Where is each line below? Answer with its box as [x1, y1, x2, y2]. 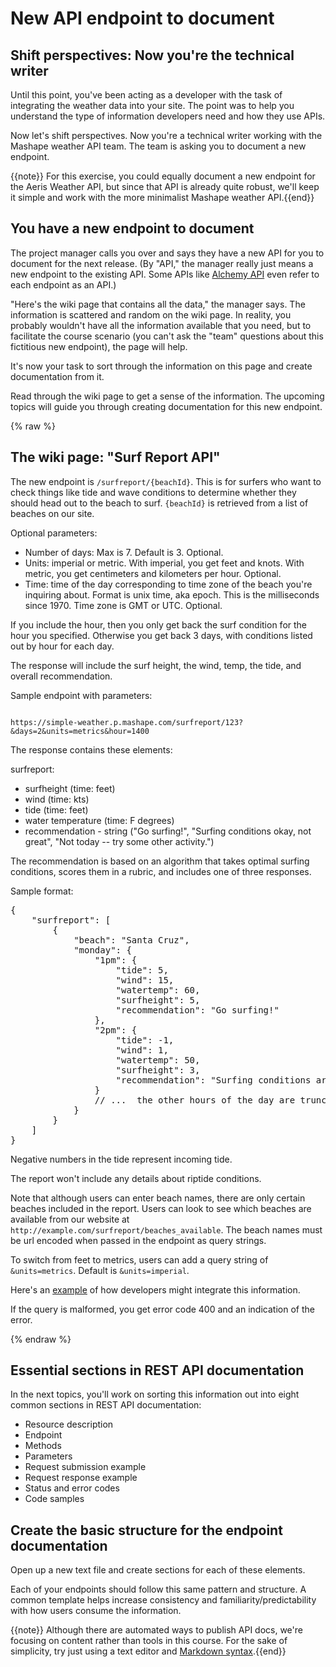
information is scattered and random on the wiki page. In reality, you [10, 308, 292, 321]
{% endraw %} [10, 1333, 72, 1345]
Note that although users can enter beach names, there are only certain [10, 1192, 306, 1204]
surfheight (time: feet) [24, 782, 116, 794]
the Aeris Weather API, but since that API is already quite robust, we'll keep [10, 181, 320, 192]
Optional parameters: [10, 527, 98, 539]
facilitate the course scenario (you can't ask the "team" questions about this [10, 330, 324, 342]
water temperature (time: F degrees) [24, 814, 175, 826]
